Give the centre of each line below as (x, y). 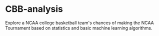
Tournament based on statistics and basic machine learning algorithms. (79, 28)
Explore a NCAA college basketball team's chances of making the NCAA (79, 23)
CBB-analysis (34, 9)
